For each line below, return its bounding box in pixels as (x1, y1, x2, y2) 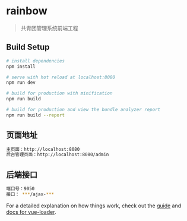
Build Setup (6, 42, 50, 52)
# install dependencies (6, 58, 65, 64)
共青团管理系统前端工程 (20, 24, 78, 31)
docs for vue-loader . (6, 208, 56, 215)
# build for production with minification (6, 90, 113, 96)
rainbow (6, 4, 47, 18)
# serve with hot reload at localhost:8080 (6, 74, 116, 80)
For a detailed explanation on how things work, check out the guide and (6, 202, 182, 209)
